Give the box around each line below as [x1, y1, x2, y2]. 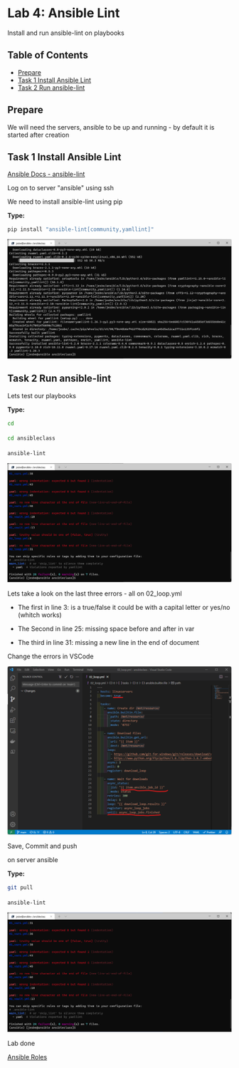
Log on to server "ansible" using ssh [7, 184, 114, 192]
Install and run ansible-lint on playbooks [7, 28, 124, 37]
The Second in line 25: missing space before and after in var [17, 625, 195, 633]
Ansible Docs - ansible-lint [7, 170, 85, 179]
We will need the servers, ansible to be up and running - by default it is [7, 123, 215, 131]
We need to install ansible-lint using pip [7, 197, 123, 206]
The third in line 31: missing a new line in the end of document [17, 638, 199, 647]
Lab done [7, 1039, 36, 1047]
